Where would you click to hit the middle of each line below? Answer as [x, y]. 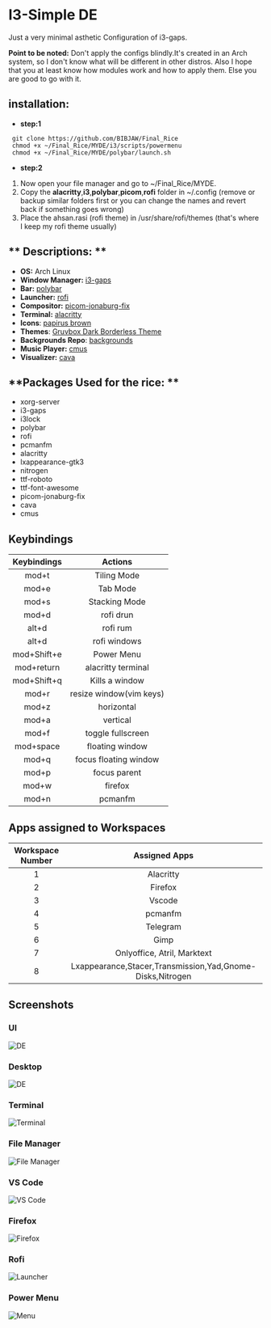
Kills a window [117, 681]
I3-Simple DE [53, 15]
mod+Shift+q [38, 681]
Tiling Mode [117, 576]
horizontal [117, 707]
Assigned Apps [163, 855]
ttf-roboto [36, 480]
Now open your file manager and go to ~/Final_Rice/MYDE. [118, 183]
